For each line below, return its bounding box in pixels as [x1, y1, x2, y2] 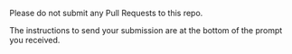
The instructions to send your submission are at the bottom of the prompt [9, 25, 283, 35]
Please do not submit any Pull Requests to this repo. [9, 8, 203, 18]
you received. [9, 35, 61, 45]
